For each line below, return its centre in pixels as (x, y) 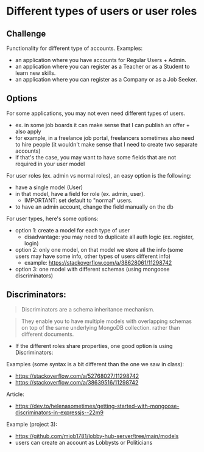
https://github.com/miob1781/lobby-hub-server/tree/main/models (97, 436)
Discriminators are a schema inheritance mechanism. (88, 309)
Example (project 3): (32, 424)
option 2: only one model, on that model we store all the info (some (99, 249)
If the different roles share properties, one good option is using (94, 346)
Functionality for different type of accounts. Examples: (75, 48)
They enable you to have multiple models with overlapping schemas (106, 321)
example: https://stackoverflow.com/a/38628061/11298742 (98, 262)
